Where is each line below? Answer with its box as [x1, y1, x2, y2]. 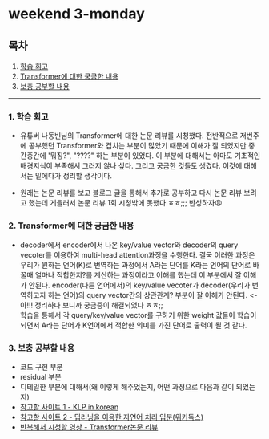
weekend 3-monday [8, 5, 146, 23]
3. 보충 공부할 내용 [8, 342, 75, 353]
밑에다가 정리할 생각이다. [34, 171, 113, 181]
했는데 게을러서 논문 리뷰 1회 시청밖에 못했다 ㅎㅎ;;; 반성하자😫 [28, 198, 223, 208]
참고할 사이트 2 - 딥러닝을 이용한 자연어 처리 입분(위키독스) [19, 412, 204, 421]
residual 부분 [19, 372, 62, 381]
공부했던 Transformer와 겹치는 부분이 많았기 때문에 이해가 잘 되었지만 [28, 141, 247, 151]
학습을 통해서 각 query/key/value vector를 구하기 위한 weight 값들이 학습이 [19, 310, 257, 319]
